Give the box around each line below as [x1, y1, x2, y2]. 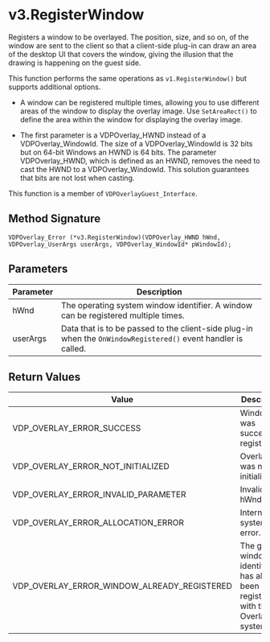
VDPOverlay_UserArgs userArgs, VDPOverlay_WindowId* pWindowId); [8, 240, 231, 249]
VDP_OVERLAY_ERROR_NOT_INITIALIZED [12, 461, 170, 472]
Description [136, 286, 182, 297]
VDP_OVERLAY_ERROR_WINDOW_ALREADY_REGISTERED [12, 581, 233, 592]
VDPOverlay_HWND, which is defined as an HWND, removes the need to [19, 155, 260, 166]
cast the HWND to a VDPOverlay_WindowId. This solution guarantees [19, 164, 250, 174]
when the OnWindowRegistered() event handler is [60, 332, 243, 344]
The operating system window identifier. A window [60, 299, 253, 311]
